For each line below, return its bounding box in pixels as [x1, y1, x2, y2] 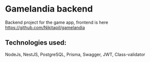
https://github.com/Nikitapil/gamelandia [5, 24, 86, 30]
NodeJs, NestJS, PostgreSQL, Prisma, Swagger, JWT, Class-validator [5, 51, 146, 57]
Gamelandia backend [5, 3, 93, 15]
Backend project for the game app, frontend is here [5, 19, 108, 25]
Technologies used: [5, 39, 67, 47]
